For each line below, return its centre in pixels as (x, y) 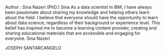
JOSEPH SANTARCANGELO (33, 48)
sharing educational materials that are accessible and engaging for (73, 33)
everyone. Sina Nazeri (28, 38)
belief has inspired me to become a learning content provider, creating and (81, 28)
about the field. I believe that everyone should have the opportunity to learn (82, 17)
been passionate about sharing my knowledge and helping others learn (77, 12)
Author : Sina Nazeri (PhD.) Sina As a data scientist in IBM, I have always (78, 7)
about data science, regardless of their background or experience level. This (83, 23)
